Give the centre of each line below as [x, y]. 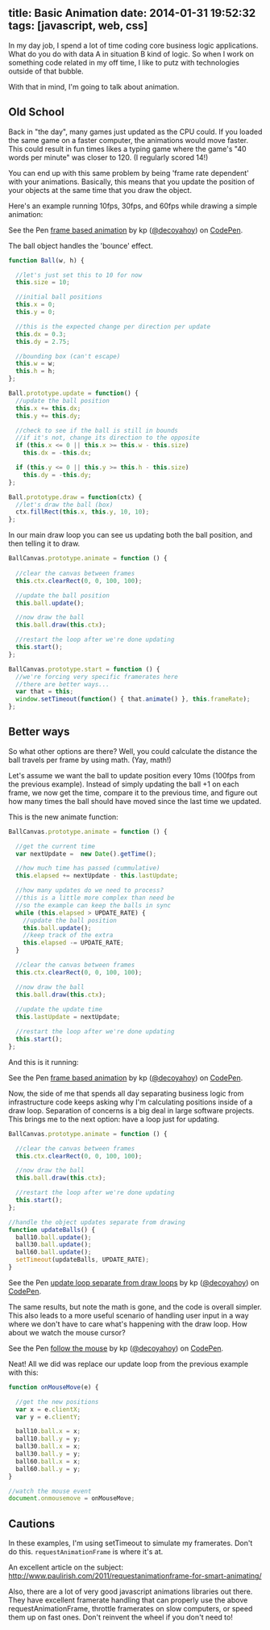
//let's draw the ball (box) [64, 505]
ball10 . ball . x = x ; [48, 1431]
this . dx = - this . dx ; [57, 453]
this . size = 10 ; [43, 283]
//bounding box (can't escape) [68, 356]
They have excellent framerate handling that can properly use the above [128, 1600]
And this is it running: [44, 1062]
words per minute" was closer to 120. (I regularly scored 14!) [108, 157]
